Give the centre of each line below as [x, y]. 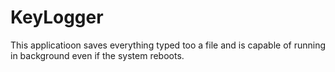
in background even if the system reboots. [97, 55]
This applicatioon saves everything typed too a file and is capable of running [168, 45]
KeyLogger [57, 17]
